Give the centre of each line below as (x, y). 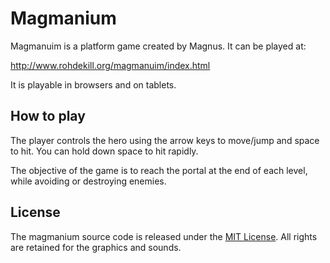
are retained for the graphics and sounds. (96, 247)
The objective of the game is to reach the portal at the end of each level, (159, 170)
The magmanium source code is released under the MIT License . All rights (164, 236)
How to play (48, 116)
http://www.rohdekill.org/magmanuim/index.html (110, 65)
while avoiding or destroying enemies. (88, 181)
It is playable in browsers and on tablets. (93, 84)
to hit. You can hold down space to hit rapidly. (104, 151)
